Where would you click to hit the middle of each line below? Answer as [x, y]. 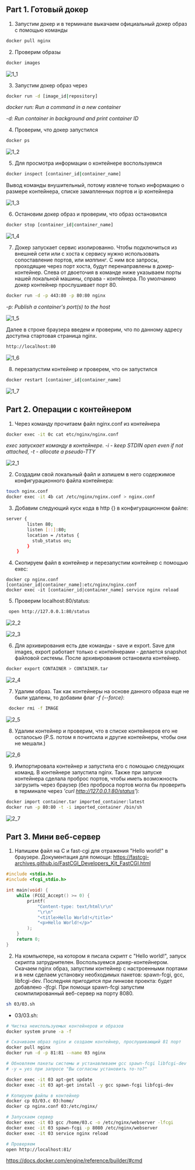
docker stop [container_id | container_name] [60, 225]
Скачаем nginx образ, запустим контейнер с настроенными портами [101, 968]
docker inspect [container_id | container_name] [64, 174]
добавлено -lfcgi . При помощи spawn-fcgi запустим [79, 987]
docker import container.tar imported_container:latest [75, 802]
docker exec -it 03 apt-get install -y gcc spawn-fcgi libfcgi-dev [90, 1085]
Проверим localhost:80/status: [52, 601]
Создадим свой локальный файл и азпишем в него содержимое [95, 474]
